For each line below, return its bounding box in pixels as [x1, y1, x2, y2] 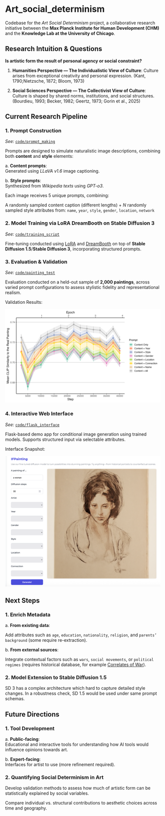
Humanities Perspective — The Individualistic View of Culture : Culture [12, 67, 159, 73]
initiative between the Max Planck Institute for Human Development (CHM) [5, 25, 160, 31]
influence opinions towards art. [5, 746, 68, 753]
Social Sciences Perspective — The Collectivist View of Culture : [12, 88, 146, 94]
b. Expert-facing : [5, 756, 41, 762]
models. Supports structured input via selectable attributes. [5, 436, 126, 442]
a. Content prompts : [5, 163, 47, 169]
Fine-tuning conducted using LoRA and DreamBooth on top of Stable [5, 240, 146, 246]
